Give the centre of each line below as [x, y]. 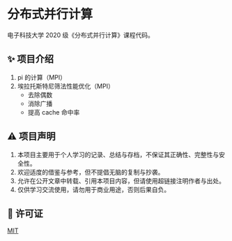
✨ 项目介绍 [31, 59]
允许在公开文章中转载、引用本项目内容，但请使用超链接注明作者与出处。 [121, 181]
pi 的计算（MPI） [42, 77]
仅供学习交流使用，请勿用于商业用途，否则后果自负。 [94, 189]
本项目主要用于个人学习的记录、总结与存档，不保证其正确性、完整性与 [118, 154]
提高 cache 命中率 [54, 112]
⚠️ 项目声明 [31, 137]
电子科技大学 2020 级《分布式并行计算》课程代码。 [81, 35]
